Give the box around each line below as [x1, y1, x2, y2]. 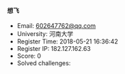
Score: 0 [16, 52, 42, 60]
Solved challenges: [16, 59, 71, 67]
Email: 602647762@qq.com [16, 22, 96, 30]
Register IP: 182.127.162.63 [16, 45, 91, 53]
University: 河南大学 [16, 30, 74, 38]
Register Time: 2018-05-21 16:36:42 [16, 37, 118, 45]
